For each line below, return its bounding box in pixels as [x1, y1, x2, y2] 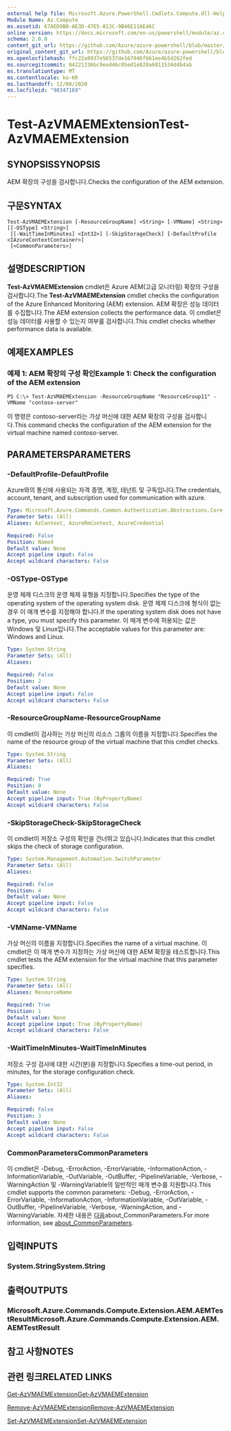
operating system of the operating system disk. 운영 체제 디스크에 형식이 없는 [7, 599, 221, 607]
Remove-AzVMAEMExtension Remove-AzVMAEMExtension [7, 1403, 175, 1412]
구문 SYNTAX [7, 200, 63, 211]
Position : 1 [7, 1007, 41, 1014]
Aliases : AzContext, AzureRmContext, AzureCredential [7, 519, 165, 527]
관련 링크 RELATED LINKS [7, 1371, 112, 1383]
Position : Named [7, 539, 54, 545]
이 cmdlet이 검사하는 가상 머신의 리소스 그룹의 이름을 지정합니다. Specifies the [7, 729, 218, 738]
